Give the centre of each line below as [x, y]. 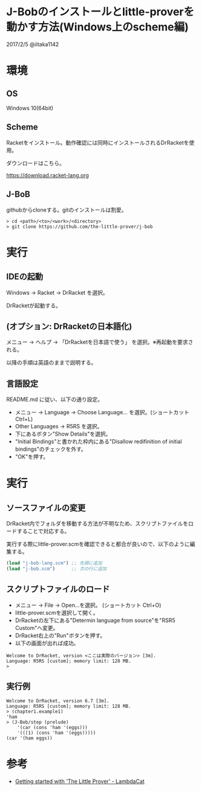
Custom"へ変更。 [37, 628]
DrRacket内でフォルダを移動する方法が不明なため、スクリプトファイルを [97, 524]
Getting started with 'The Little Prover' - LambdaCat [80, 781]
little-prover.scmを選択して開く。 [57, 612]
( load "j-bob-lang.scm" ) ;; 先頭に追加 [54, 563]
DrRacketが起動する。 [34, 305]
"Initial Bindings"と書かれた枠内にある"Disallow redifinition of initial [98, 442]
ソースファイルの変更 [46, 508]
